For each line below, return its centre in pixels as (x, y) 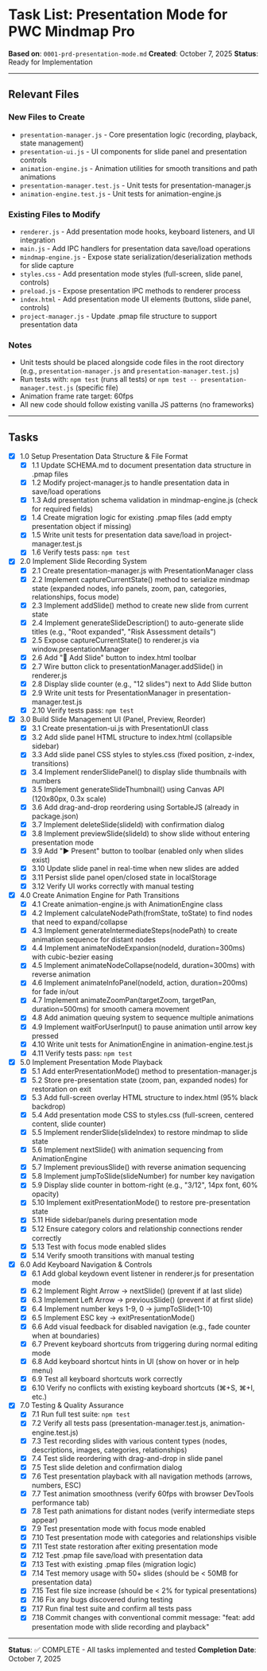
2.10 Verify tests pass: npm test (83, 710)
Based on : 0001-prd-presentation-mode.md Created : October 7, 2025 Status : (133, 53)
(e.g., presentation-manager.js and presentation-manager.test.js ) (130, 371)
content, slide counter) (69, 1124)
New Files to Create (47, 117)
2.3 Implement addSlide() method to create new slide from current (140, 605)
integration (37, 239)
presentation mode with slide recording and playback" (120, 1626)
